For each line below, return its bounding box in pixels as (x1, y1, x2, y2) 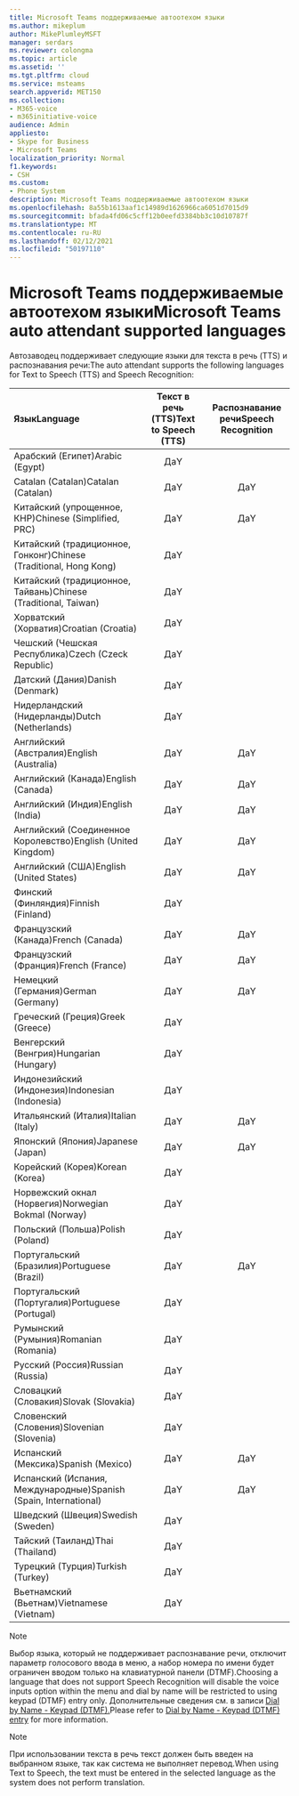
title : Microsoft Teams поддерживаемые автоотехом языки (9, 12, 225, 22)
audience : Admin (9, 121, 69, 130)
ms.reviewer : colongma (9, 46, 93, 55)
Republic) (13, 659, 54, 672)
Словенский (13, 1410, 67, 1422)
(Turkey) (13, 1572, 50, 1584)
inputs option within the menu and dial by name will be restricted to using (9, 1686, 278, 1696)
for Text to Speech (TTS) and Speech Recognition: (9, 369, 194, 380)
